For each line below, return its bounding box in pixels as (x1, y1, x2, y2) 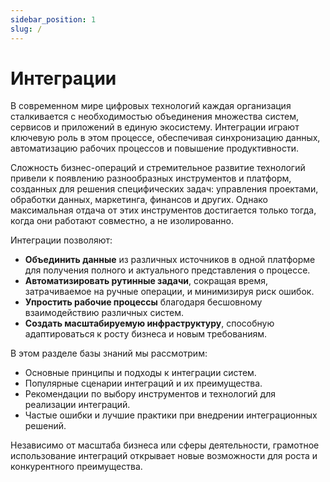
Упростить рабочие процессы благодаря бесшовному (24, 296, 263, 308)
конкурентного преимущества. (10, 461, 143, 473)
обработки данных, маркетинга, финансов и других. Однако (10, 194, 268, 206)
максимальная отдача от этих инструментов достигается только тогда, (10, 204, 317, 216)
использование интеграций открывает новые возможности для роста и (10, 450, 318, 462)
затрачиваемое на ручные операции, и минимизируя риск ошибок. (24, 286, 315, 298)
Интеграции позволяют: (10, 234, 113, 246)
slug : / (10, 24, 43, 34)
